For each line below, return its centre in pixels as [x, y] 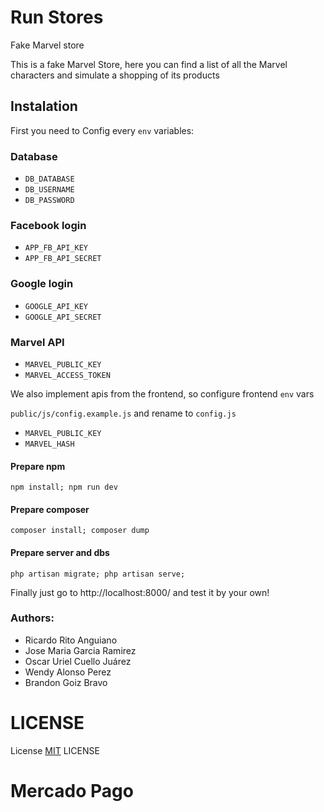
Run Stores [57, 17]
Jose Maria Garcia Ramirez [80, 650]
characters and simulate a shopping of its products [115, 75]
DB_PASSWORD [49, 201]
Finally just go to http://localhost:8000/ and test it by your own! [140, 592]
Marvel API [37, 342]
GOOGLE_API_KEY [56, 306]
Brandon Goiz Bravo [66, 682]
